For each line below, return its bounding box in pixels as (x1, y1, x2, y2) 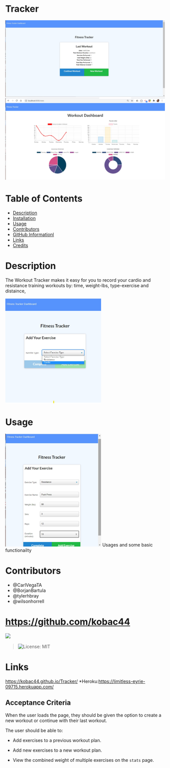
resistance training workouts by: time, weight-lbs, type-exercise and (5, 282, 149, 288)
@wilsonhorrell (12, 598, 44, 605)
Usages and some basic (102, 542, 153, 548)
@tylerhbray (12, 593, 39, 599)
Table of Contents (5, 193, 83, 205)
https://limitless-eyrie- (98, 678, 145, 684)
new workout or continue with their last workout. (5, 717, 107, 724)
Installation (12, 215, 36, 221)
